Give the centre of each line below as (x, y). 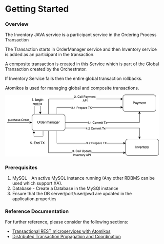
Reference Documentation (37, 211)
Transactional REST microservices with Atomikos (61, 231)
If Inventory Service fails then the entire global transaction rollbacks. (74, 78)
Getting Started (37, 9)
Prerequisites (21, 168)
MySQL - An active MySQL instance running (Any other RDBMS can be (83, 178)
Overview (17, 24)
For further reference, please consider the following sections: (67, 222)
